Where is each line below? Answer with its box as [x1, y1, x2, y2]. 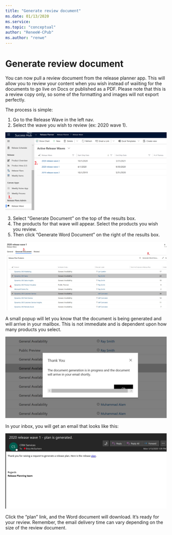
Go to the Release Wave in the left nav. [12, 116, 95, 122]
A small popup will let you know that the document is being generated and [5, 316, 162, 322]
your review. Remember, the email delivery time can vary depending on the [5, 519, 163, 525]
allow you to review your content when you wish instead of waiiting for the [5, 80, 162, 87]
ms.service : [5, 19, 31, 24]
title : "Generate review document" [5, 8, 81, 13]
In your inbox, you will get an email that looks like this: [5, 423, 119, 429]
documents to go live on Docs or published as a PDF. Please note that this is [5, 86, 166, 92]
